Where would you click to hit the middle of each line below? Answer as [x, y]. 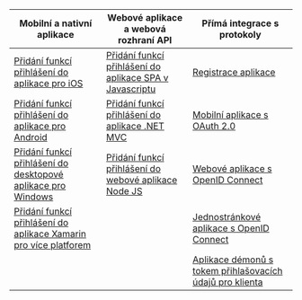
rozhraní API [145, 40]
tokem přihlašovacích [238, 271]
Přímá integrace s [240, 23]
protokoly [240, 35]
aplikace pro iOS [49, 83]
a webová [145, 29]
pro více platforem [53, 245]
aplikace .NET [135, 126]
